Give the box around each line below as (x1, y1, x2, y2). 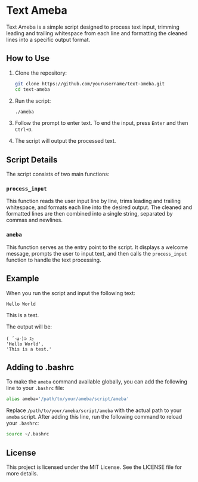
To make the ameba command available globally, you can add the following (6, 378, 188, 385)
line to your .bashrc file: (6, 385, 64, 392)
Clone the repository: (14, 69, 67, 76)
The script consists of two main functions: (6, 171, 110, 178)
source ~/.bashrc (6, 431, 49, 437)
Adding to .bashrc (6, 362, 75, 372)
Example (6, 274, 39, 284)
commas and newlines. (6, 216, 63, 224)
